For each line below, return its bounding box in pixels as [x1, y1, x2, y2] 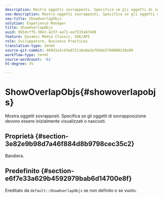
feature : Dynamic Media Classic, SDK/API [5, 35, 90, 39]
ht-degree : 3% [5, 61, 34, 66]
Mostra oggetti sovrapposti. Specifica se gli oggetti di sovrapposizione [5, 113, 147, 119]
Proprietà [5, 132, 34, 141]
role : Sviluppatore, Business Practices [5, 39, 88, 44]
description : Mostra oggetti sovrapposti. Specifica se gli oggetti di [5, 7, 153, 12]
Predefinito [5, 167, 40, 175]
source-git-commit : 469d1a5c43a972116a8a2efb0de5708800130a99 [5, 48, 133, 53]
